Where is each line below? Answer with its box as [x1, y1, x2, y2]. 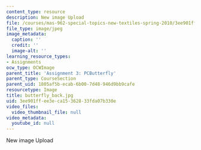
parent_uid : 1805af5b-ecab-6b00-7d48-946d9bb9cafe [6, 82, 135, 88]
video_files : [6, 103, 39, 110]
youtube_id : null [11, 121, 55, 127]
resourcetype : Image [6, 87, 58, 93]
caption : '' [11, 37, 42, 43]
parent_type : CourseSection [6, 76, 77, 82]
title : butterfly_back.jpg [6, 92, 74, 98]
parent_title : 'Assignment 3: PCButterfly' [6, 70, 117, 76]
